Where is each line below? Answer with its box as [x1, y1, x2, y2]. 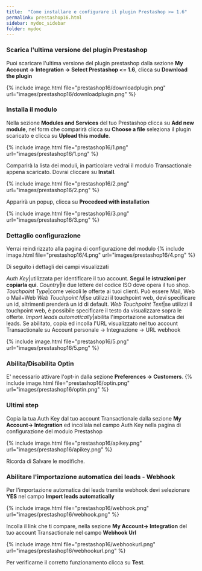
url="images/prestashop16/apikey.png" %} [6, 445, 113, 453]
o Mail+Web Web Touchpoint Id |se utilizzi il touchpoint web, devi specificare [6, 294, 196, 302]
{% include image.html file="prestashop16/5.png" [6, 338, 130, 345]
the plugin [6, 72, 33, 79]
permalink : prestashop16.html [6, 15, 83, 21]
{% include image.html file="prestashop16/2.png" [6, 179, 130, 187]
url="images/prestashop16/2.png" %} [6, 186, 100, 193]
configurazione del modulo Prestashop [6, 427, 103, 435]
